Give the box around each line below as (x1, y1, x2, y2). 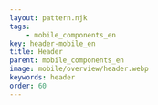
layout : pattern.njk (9, 13, 89, 23)
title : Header (9, 47, 64, 57)
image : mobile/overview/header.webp (9, 65, 149, 74)
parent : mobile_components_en (9, 56, 125, 65)
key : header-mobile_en (9, 38, 96, 48)
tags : (9, 22, 30, 31)
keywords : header (9, 73, 76, 82)
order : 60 (9, 81, 47, 90)
